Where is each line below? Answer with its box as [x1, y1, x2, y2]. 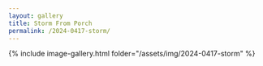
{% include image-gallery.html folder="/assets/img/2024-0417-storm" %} [8, 49, 256, 59]
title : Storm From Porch [8, 19, 93, 27]
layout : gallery [8, 11, 63, 20]
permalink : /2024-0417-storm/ [8, 27, 111, 35]
